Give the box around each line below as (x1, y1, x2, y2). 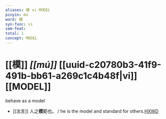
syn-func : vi (5, 21, 33, 27)
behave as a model (5, 97, 45, 104)
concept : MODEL (5, 36, 38, 41)
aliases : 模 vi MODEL (5, 7, 50, 13)
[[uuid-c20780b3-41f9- (59, 59, 161, 71)
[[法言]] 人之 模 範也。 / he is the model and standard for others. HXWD (12, 108, 159, 114)
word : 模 (5, 17, 23, 22)
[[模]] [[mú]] (5, 59, 58, 71)
